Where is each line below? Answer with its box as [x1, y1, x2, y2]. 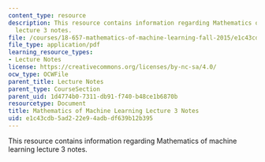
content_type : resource [8, 11, 87, 20]
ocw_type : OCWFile [8, 70, 69, 78]
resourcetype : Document [8, 100, 87, 107]
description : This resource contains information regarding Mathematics [8, 19, 252, 27]
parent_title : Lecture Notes [8, 77, 104, 85]
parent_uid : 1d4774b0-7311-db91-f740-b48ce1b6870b [8, 92, 178, 100]
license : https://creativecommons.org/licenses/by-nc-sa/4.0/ [8, 63, 217, 71]
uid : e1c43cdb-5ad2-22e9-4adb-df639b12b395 [8, 115, 154, 122]
